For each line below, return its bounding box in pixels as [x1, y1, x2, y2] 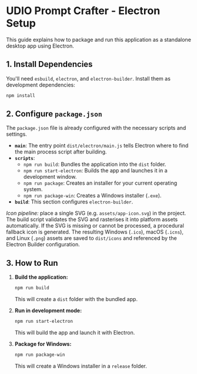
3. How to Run [6, 258, 58, 268]
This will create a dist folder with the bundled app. [14, 296, 138, 303]
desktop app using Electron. [6, 42, 75, 49]
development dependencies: [6, 81, 75, 88]
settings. [6, 131, 28, 138]
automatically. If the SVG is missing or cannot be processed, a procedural [6, 222, 184, 229]
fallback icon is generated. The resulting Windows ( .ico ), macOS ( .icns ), [6, 228, 184, 236]
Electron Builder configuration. [6, 241, 81, 248]
